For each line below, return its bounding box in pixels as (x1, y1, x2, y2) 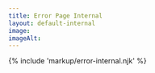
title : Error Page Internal (8, 11, 103, 20)
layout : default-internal (8, 19, 95, 27)
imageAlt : (8, 34, 42, 43)
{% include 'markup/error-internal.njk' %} (8, 56, 147, 66)
